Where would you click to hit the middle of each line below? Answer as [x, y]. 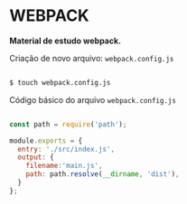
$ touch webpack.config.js [60, 82]
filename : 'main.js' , [64, 166]
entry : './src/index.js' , [66, 149]
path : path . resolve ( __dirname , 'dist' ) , [103, 174]
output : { [36, 158]
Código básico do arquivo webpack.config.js [93, 99]
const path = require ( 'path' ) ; [68, 124]
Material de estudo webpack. [65, 41]
